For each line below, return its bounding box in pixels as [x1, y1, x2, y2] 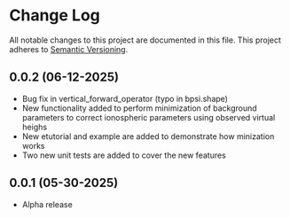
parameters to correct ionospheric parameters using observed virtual [21, 112, 276, 122]
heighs [21, 121, 47, 132]
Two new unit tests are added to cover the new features [21, 150, 226, 160]
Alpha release [21, 199, 73, 209]
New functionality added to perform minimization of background [21, 103, 257, 113]
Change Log [9, 5, 100, 26]
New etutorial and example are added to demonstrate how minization [21, 130, 275, 142]
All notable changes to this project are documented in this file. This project [9, 35, 282, 45]
